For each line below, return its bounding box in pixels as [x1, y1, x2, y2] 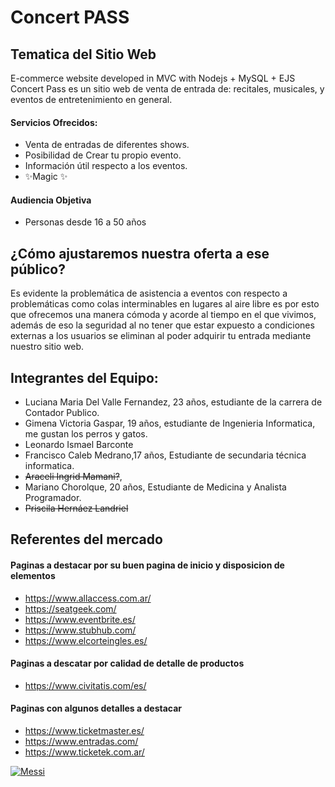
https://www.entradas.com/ [24, 736, 139, 748]
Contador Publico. [24, 407, 100, 419]
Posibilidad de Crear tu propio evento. [24, 149, 182, 161]
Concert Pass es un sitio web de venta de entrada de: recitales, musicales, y [10, 83, 325, 95]
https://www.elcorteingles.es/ [24, 634, 148, 646]
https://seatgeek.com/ [24, 602, 117, 615]
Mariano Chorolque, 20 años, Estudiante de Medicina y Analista [24, 481, 287, 493]
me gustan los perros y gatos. [24, 428, 148, 440]
